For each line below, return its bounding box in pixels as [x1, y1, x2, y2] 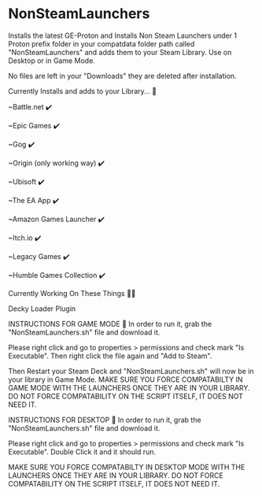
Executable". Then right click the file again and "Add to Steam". [8, 351, 212, 361]
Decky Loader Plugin [8, 304, 76, 313]
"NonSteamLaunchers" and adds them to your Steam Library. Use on [8, 47, 232, 57]
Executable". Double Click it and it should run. [8, 446, 156, 457]
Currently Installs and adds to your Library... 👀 [8, 86, 157, 95]
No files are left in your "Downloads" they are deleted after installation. [8, 71, 238, 80]
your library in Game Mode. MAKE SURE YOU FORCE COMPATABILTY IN [8, 375, 243, 384]
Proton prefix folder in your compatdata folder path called [8, 39, 195, 48]
